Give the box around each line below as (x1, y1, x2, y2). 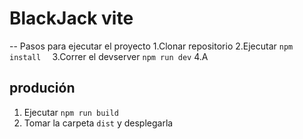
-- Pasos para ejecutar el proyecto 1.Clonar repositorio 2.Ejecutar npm (9, 40, 294, 52)
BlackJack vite (9, 7, 134, 30)
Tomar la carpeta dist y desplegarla (23, 117, 174, 129)
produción (9, 80, 76, 97)
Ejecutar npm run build (23, 106, 119, 118)
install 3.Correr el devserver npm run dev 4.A (9, 50, 209, 62)
